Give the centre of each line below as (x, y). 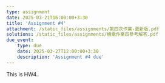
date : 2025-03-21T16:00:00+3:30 (47, 18)
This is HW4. (22, 74)
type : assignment (28, 12)
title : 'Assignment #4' (36, 23)
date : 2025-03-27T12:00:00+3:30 (58, 51)
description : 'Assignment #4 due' (61, 57)
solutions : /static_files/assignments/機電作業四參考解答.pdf (82, 35)
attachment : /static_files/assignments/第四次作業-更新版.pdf (83, 29)
